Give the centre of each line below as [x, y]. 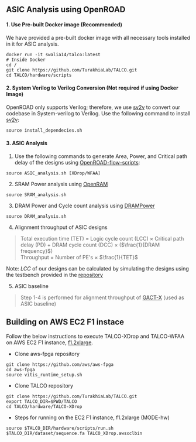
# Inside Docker [26, 60]
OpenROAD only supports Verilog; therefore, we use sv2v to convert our [93, 107]
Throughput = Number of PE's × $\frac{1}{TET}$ [79, 257]
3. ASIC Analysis [27, 143]
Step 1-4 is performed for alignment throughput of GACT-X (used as [102, 297]
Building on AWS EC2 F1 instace [65, 322]
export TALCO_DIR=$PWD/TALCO [42, 401]
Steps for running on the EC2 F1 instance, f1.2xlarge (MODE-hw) [92, 417]
